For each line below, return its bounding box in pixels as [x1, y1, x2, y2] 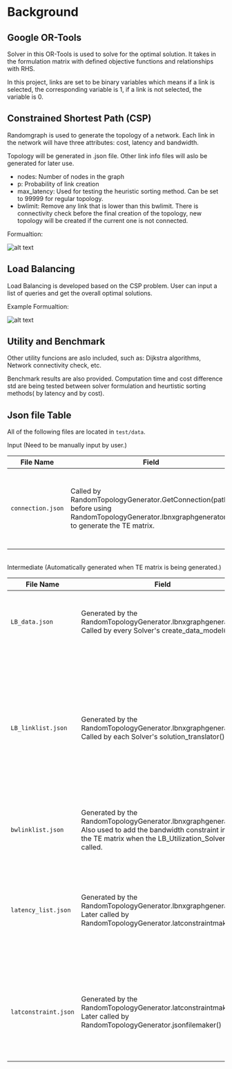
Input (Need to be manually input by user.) [7, 441, 128, 450]
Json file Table [7, 409, 72, 421]
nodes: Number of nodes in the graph [17, 172, 124, 180]
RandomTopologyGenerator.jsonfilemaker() [81, 1020, 222, 1030]
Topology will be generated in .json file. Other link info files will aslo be [7, 151, 208, 160]
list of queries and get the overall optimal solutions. [7, 289, 153, 297]
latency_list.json [10, 906, 71, 914]
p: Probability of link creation [17, 180, 99, 188]
